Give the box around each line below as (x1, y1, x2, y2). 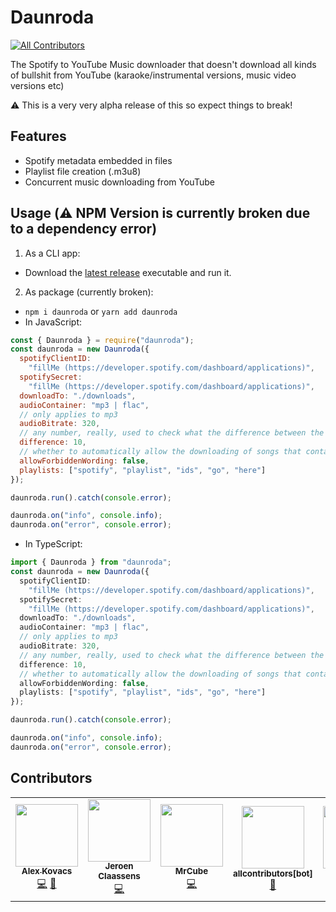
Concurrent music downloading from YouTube (24, 176, 215, 188)
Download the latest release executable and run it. (24, 266, 232, 278)
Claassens (98, 871, 141, 882)
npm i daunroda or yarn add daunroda (24, 305, 178, 317)
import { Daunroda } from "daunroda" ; (10, 557, 172, 568)
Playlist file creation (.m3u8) (24, 165, 142, 177)
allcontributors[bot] (233, 868, 313, 880)
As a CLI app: (24, 247, 81, 259)
